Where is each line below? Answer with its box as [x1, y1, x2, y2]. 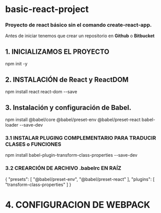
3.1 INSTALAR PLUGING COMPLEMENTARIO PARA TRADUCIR [5, 134, 156, 141]
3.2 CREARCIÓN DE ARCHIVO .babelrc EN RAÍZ [5, 165, 121, 172]
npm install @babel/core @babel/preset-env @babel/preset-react [5, 117, 141, 123]
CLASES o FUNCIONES [5, 141, 61, 148]
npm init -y [5, 61, 27, 67]
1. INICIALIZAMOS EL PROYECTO [5, 47, 109, 56]
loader [5, 122, 18, 128]
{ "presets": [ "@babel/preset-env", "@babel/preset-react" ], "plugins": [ [5, 176, 155, 182]
